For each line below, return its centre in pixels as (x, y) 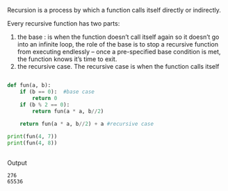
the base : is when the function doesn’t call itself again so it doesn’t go (118, 37)
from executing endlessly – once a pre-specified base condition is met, (119, 52)
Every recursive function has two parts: (64, 23)
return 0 (45, 98)
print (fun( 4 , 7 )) (32, 137)
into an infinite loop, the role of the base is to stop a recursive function (118, 44)
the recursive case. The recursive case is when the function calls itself (118, 66)
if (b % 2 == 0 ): (45, 105)
